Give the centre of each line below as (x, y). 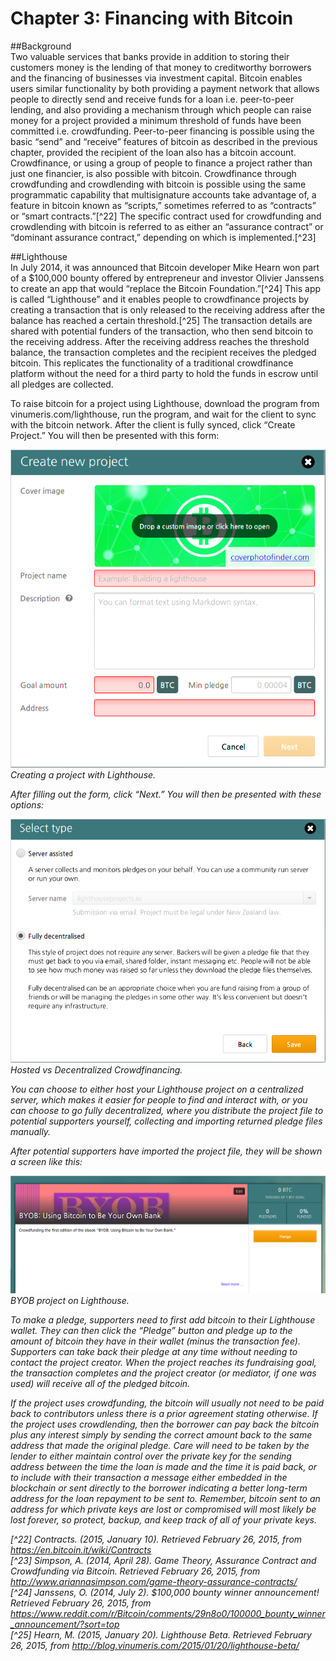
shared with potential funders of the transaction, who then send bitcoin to (162, 331)
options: (27, 804)
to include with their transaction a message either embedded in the (149, 1477)
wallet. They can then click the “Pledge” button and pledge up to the (151, 1330)
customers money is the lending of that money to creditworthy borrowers (161, 67)
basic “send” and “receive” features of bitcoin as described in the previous (164, 141)
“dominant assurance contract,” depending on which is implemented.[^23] (163, 237)
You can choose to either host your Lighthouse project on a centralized (157, 1089)
